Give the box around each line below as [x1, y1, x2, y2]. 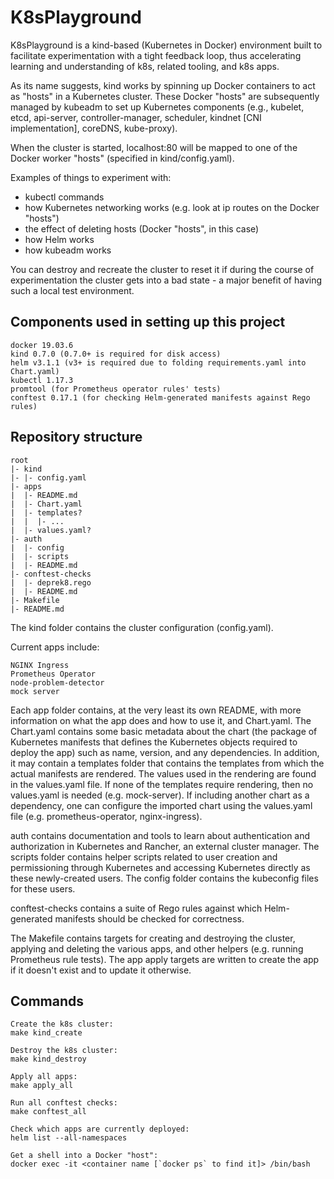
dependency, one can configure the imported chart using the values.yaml [10, 799, 313, 811]
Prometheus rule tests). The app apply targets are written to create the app [10, 953, 320, 965]
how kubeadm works [24, 244, 112, 256]
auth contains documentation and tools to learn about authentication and [10, 829, 311, 841]
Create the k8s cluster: [10, 1019, 114, 1030]
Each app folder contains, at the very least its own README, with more [10, 704, 302, 716]
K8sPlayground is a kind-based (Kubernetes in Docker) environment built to [10, 39, 323, 51]
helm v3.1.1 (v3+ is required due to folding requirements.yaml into [10, 357, 307, 368]
